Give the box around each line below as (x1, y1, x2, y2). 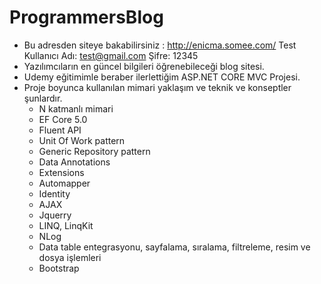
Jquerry (38, 209, 72, 221)
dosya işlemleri (38, 251, 102, 263)
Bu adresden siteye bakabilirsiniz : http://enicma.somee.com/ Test (23, 39, 297, 51)
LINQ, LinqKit (38, 219, 94, 231)
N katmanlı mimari (38, 102, 114, 115)
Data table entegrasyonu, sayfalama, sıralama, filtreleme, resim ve (38, 241, 311, 253)
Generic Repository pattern (38, 145, 151, 157)
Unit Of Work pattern (38, 134, 126, 146)
